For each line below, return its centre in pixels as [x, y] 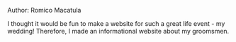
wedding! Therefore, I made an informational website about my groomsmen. [118, 31]
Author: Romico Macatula [44, 10]
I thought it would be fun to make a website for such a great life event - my [116, 23]
